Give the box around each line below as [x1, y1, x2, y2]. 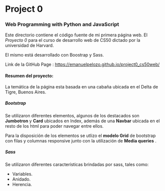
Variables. [12, 171, 33, 177]
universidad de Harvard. [5, 43, 54, 49]
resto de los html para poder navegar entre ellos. [5, 123, 104, 129]
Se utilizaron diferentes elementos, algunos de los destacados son [5, 112, 140, 118]
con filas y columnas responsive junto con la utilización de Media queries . [5, 137, 157, 143]
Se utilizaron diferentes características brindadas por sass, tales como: [5, 161, 149, 167]
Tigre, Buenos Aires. [5, 89, 47, 95]
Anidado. [12, 176, 31, 182]
